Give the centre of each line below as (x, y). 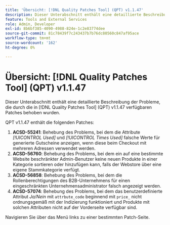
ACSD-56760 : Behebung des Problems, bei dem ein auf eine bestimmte (88, 153)
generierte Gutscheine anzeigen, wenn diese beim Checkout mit (79, 143)
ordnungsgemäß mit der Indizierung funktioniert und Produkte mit (81, 202)
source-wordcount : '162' (31, 43)
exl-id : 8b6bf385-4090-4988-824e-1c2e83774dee (55, 29)
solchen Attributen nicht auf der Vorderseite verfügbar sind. (75, 207)
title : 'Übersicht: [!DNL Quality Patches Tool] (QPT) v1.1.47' (74, 10)
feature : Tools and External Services (46, 19)
